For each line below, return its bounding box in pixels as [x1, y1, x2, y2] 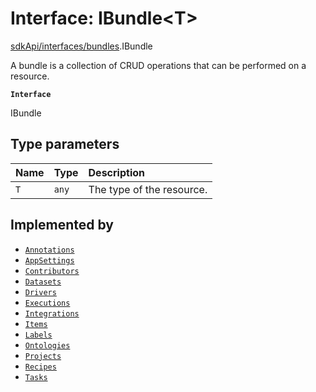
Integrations [24, 308, 80, 319]
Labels [24, 330, 53, 340]
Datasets [24, 277, 62, 287]
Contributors [24, 266, 80, 276]
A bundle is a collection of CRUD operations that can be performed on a [10, 59, 307, 71]
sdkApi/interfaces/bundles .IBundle [10, 40, 153, 52]
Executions [24, 298, 71, 308]
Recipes [24, 362, 57, 372]
